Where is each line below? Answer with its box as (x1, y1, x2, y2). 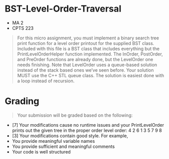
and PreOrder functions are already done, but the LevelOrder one (17, 56, 154, 62)
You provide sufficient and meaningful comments (12, 143, 115, 149)
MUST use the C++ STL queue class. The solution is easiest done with (17, 72, 164, 78)
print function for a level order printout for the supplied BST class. (17, 40, 155, 46)
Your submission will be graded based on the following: (17, 112, 133, 118)
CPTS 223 (12, 25, 34, 31)
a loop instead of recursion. (17, 78, 75, 84)
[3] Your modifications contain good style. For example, (12, 132, 129, 139)
